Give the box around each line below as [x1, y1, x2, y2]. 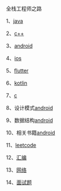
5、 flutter [6, 67, 29, 74]
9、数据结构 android [6, 117, 53, 124]
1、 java [6, 18, 23, 25]
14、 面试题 [6, 179, 32, 186]
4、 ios [6, 55, 22, 61]
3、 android [6, 43, 33, 49]
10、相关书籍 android [6, 129, 55, 136]
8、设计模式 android [6, 105, 53, 111]
